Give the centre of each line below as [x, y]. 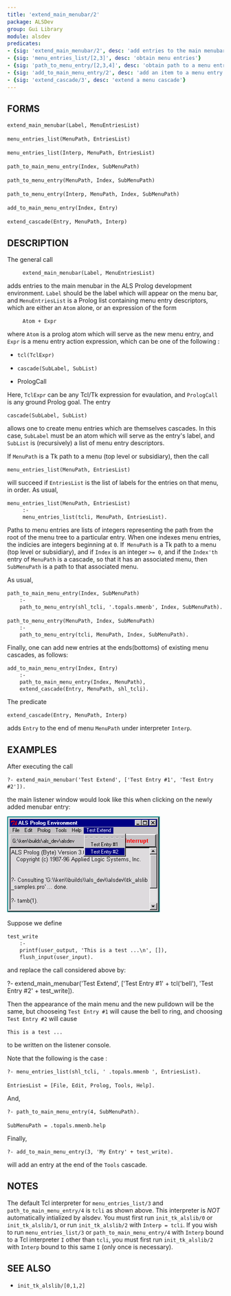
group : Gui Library [35, 29]
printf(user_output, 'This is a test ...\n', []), [93, 950]
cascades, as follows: [38, 655]
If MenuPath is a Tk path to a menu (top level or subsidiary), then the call [108, 456]
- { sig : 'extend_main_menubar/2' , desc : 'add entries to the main [104, 51]
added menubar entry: [39, 807]
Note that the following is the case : [57, 1058]
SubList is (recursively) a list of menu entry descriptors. [86, 443]
